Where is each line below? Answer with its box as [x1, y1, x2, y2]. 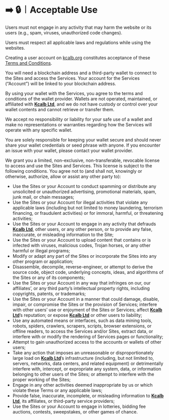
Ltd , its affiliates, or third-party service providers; [12, 398, 115, 404]
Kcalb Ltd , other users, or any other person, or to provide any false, [12, 226, 152, 232]
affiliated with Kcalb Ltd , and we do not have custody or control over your [5, 101, 158, 107]
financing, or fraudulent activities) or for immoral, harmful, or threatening [12, 210, 163, 216]
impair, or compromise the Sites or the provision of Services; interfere [12, 301, 157, 307]
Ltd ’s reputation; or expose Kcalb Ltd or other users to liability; [12, 312, 142, 318]
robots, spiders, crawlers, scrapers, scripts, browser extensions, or [12, 322, 152, 329]
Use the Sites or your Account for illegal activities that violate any [12, 199, 148, 205]
